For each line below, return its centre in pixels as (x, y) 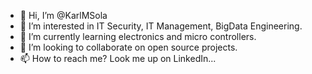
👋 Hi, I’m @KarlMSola (63, 15)
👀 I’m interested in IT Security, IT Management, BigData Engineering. (161, 26)
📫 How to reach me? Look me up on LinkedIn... (118, 58)
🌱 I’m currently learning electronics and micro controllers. (138, 36)
